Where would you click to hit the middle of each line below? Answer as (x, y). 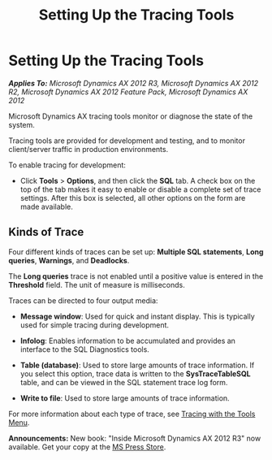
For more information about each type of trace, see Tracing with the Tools (132, 414)
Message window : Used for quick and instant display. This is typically (138, 316)
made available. (46, 206)
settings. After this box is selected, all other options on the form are (133, 197)
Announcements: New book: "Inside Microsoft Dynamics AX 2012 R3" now (135, 438)
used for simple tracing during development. (94, 325)
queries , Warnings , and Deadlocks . (69, 260)
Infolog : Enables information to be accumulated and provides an (127, 341)
